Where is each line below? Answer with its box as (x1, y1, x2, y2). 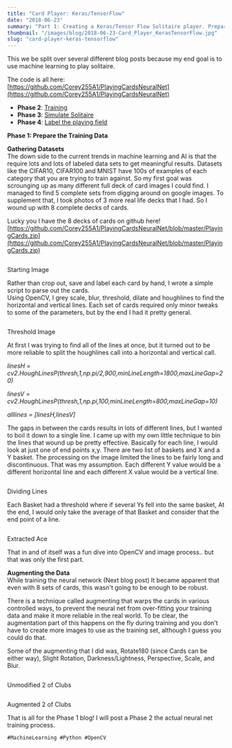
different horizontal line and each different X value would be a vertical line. (7, 468, 219, 476)
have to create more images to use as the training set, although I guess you (7, 626, 222, 635)
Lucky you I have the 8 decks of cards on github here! (7, 217, 161, 225)
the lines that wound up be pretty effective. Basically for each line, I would (7, 439, 218, 447)
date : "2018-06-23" (7, 17, 64, 23)
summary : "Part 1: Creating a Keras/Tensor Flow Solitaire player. (7, 23, 206, 30)
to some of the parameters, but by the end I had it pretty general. (7, 308, 192, 317)
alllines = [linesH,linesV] (7, 411, 76, 419)
